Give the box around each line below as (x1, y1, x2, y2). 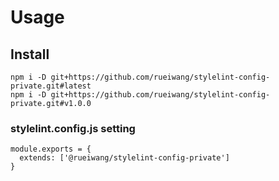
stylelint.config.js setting (10, 121, 136, 135)
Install (10, 46, 50, 63)
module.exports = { (10, 144, 92, 155)
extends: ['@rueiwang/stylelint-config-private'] (19, 153, 230, 163)
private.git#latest (10, 81, 92, 91)
